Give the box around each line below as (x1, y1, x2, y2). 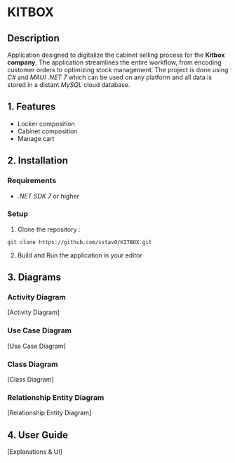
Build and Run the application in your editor (17, 250, 142, 260)
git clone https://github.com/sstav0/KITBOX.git (7, 239, 152, 246)
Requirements (7, 176, 57, 186)
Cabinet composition (17, 127, 78, 135)
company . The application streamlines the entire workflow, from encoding (7, 58, 222, 67)
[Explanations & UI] (7, 448, 63, 456)
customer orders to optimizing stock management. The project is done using (7, 66, 229, 74)
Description (7, 32, 60, 44)
